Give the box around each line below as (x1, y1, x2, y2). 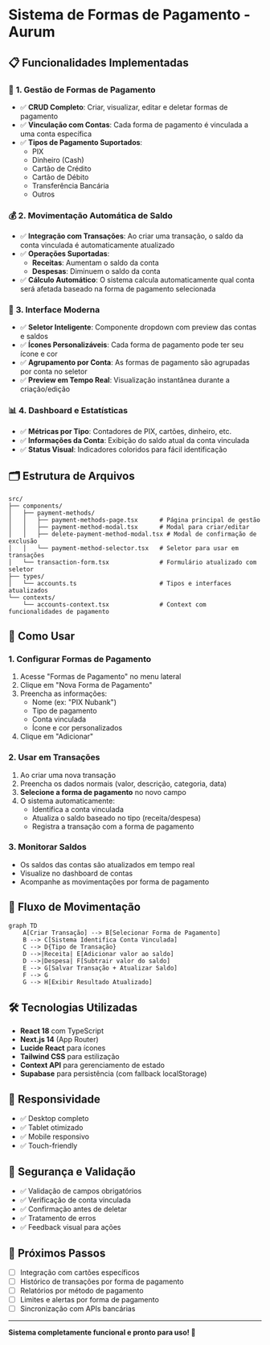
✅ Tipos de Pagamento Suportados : (19, 137, 143, 147)
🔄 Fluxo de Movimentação (8, 900, 141, 914)
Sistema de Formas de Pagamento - (8, 6, 251, 24)
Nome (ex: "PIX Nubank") (31, 697, 117, 707)
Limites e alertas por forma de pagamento (19, 1295, 159, 1305)
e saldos (19, 332, 48, 341)
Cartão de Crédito (31, 163, 92, 173)
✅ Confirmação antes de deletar (19, 1204, 127, 1214)
